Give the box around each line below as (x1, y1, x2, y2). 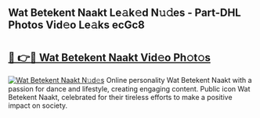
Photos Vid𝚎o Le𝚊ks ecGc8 (8, 19, 145, 32)
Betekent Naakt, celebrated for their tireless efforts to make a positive (8, 93, 233, 102)
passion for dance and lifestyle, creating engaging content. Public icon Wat (8, 84, 251, 93)
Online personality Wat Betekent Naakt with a (106, 76, 252, 84)
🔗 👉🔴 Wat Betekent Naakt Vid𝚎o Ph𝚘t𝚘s (8, 51, 211, 64)
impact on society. (8, 101, 68, 110)
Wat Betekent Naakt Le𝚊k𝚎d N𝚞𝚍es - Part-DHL (8, 6, 241, 20)
